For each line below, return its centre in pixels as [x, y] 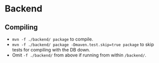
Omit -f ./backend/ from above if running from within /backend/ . [79, 55]
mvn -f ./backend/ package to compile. [52, 39]
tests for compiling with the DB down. [51, 50]
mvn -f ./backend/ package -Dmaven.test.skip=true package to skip [83, 44]
